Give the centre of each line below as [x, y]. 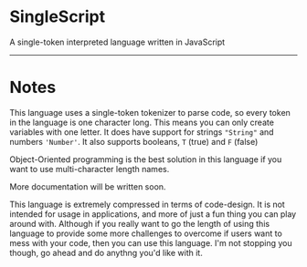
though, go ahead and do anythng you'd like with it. [106, 252]
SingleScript [58, 17]
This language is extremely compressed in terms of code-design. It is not [147, 204]
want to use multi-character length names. [90, 169]
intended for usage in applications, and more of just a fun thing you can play [153, 214]
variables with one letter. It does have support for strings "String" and [142, 132]
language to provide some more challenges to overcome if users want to [146, 233]
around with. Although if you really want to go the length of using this [140, 223]
